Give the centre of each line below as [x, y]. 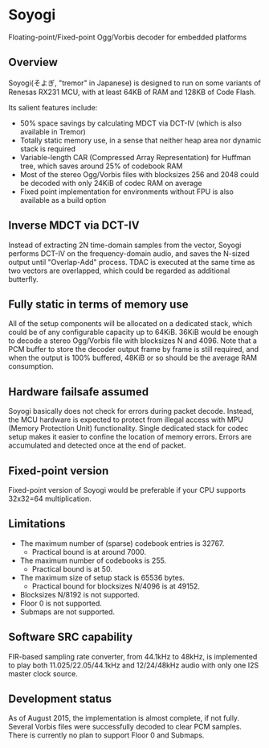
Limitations [37, 524]
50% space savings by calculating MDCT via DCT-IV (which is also [131, 123]
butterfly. [23, 279]
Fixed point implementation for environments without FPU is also [127, 192]
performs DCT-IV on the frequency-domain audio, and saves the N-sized [129, 253]
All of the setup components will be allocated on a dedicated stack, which [130, 324]
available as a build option [63, 200]
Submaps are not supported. [67, 612]
